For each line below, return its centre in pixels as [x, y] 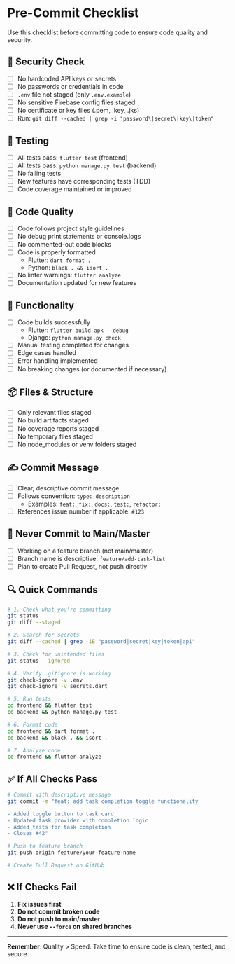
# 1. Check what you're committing [59, 610]
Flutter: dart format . [59, 260]
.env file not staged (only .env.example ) [74, 94]
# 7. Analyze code [34, 750]
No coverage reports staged [58, 428]
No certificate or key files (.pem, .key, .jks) [78, 110]
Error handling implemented [57, 361]
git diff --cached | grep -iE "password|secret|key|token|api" [101, 642]
